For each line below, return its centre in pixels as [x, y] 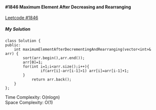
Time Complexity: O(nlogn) [33, 97]
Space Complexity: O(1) [29, 103]
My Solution [18, 29]
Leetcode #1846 [22, 18]
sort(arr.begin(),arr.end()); [54, 58]
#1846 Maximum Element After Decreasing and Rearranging [68, 7]
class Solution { [23, 41]
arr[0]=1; [33, 62]
